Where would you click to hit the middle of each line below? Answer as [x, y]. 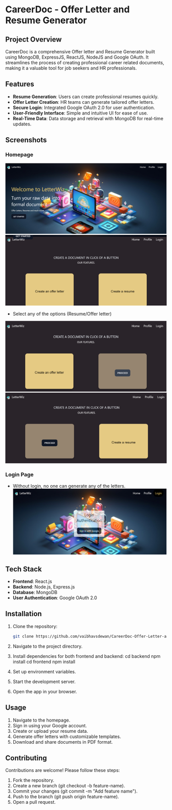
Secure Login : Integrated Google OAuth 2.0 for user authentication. [84, 107]
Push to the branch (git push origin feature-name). [66, 797]
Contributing [26, 758]
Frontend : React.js [32, 581]
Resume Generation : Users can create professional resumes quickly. [85, 97]
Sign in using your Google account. [50, 725]
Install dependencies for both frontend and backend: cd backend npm [87, 656]
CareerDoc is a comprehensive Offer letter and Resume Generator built [80, 52]
